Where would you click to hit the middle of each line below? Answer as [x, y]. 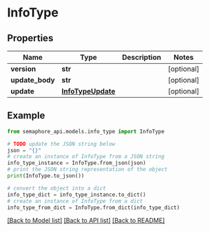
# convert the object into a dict [57, 188]
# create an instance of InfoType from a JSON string [86, 157]
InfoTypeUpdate [88, 91]
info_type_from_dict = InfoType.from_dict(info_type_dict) [94, 208]
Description [141, 57]
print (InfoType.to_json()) [46, 176]
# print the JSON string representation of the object [87, 170]
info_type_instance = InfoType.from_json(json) [77, 163]
